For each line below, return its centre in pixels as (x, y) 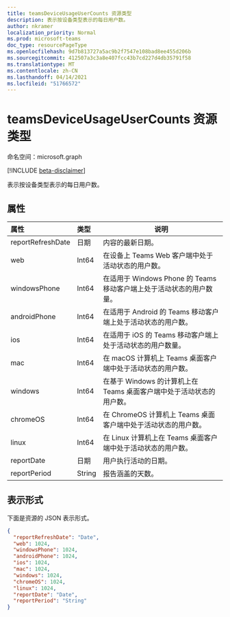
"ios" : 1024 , (32, 563)
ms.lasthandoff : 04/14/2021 (47, 77)
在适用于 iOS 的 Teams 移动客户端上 (161, 335)
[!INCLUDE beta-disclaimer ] (46, 171)
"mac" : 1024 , (32, 569)
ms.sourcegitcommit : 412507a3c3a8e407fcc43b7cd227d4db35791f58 (99, 58)
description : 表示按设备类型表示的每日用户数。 (68, 20)
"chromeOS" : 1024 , (40, 582)
